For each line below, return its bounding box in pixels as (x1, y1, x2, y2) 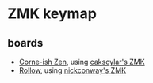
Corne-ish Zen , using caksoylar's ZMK (18, 57, 145, 66)
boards (7, 36, 44, 50)
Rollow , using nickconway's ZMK (18, 66, 127, 75)
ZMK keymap (7, 5, 97, 23)
